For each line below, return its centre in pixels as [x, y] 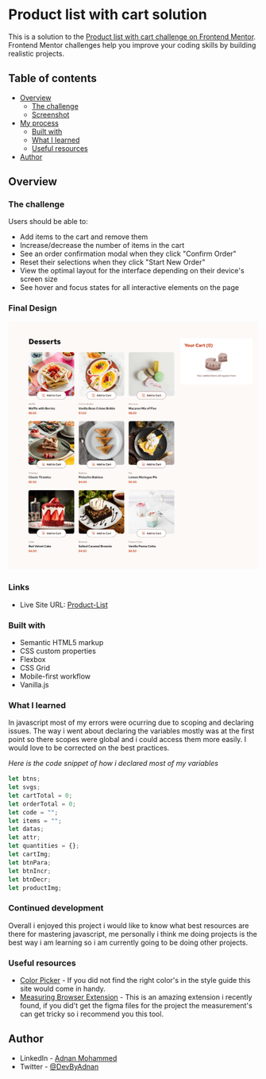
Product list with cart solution [108, 15]
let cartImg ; [30, 855]
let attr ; [25, 837]
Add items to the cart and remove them [84, 237]
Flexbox [33, 659]
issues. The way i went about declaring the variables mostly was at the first [131, 731]
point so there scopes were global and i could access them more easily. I [127, 740]
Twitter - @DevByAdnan [59, 1066]
